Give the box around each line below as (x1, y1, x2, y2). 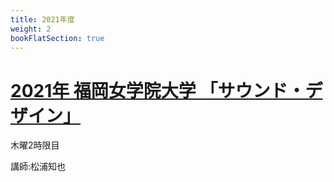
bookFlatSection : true (10, 33, 105, 43)
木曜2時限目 (10, 139, 60, 151)
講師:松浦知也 (10, 161, 67, 173)
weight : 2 (10, 24, 52, 34)
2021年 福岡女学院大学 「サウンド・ (10, 79, 306, 102)
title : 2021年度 (10, 14, 75, 25)
